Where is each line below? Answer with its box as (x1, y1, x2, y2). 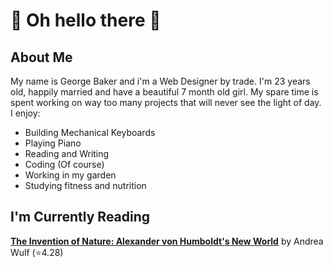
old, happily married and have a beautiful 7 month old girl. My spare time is (10, 86, 319, 98)
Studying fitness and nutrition (24, 180, 147, 191)
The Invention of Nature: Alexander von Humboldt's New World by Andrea (10, 235, 324, 247)
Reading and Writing (24, 148, 110, 159)
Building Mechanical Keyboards (24, 127, 156, 138)
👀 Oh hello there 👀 (10, 9, 162, 32)
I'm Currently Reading (10, 209, 151, 226)
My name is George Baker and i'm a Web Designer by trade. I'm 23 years (10, 75, 311, 87)
